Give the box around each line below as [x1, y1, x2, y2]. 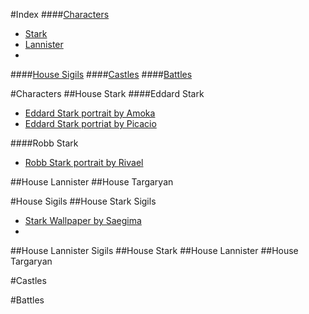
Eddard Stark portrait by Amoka [24, 107, 156, 119]
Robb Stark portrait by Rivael [24, 157, 144, 168]
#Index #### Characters [10, 9, 110, 20]
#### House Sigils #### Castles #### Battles [10, 69, 193, 80]
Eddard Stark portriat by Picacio [24, 118, 157, 129]
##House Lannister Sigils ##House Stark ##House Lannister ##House [10, 245, 299, 256]
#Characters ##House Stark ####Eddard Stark [10, 88, 205, 99]
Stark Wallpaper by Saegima [24, 215, 142, 226]
